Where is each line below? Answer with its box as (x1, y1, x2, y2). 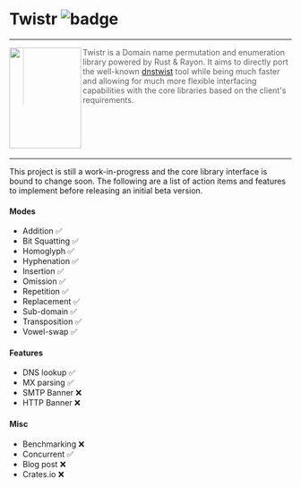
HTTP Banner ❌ (21, 397, 81, 408)
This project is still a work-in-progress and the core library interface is (9, 166, 268, 176)
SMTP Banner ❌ (21, 388, 82, 398)
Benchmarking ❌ (21, 439, 85, 449)
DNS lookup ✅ (21, 367, 76, 378)
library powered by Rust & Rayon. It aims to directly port (82, 56, 288, 67)
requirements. (82, 94, 134, 105)
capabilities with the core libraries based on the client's (82, 85, 287, 96)
